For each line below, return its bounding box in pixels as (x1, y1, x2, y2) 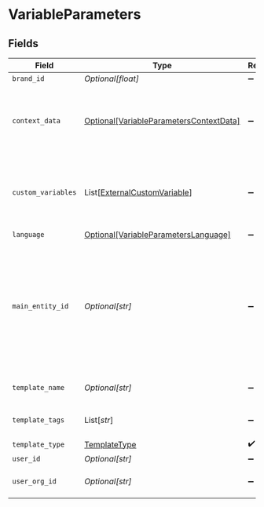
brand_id (12, 75, 45, 83)
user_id (12, 454, 41, 463)
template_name (12, 383, 65, 392)
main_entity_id (12, 302, 69, 311)
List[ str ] (83, 414, 114, 425)
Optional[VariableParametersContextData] (83, 115, 241, 126)
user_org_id (12, 477, 57, 486)
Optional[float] (83, 73, 139, 84)
